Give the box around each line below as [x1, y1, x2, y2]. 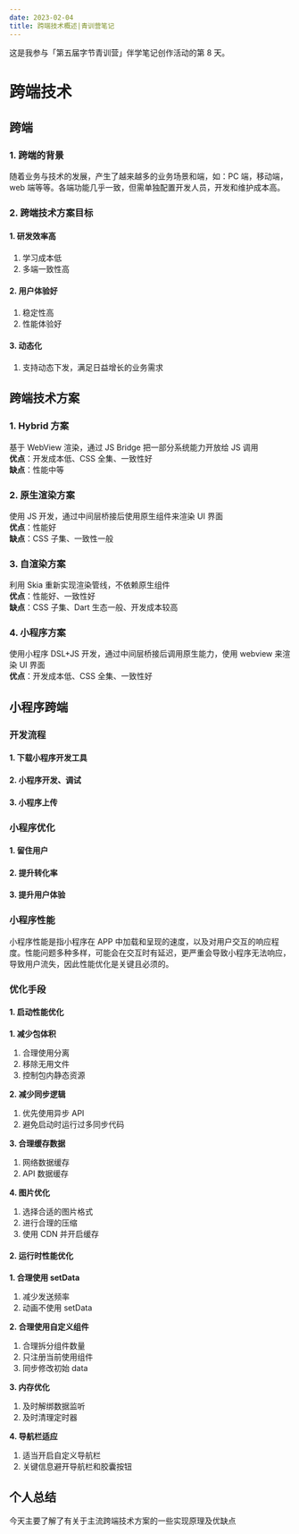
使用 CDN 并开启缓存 [21, 1228, 100, 1239]
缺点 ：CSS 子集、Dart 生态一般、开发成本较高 [9, 602, 179, 613]
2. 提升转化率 [9, 867, 58, 877]
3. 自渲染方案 [9, 557, 66, 570]
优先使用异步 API [21, 1107, 85, 1118]
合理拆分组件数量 [21, 1340, 86, 1351]
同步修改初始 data [21, 1362, 88, 1373]
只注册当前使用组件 [21, 1352, 94, 1362]
